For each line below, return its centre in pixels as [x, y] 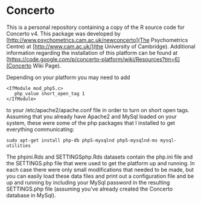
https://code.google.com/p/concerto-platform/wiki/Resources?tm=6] [94, 59]
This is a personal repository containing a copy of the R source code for [96, 27]
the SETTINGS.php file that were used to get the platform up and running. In [101, 163]
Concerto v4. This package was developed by [63, 33]
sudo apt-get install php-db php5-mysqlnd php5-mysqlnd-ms [82, 140]
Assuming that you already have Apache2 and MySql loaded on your [91, 116]
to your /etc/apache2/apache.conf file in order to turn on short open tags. [98, 110]
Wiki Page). [47, 65]
